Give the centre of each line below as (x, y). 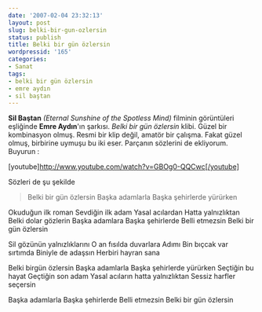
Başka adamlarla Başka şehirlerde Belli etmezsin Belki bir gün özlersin (121, 300)
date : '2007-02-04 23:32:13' (56, 15)
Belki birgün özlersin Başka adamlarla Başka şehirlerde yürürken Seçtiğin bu (131, 268)
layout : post (29, 23)
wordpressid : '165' (40, 52)
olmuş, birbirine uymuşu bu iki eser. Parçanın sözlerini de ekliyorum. (118, 143)
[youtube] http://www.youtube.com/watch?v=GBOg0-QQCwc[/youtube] (124, 167)
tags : (17, 74)
